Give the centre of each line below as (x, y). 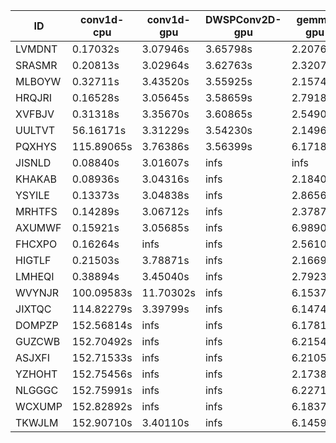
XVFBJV (35, 114)
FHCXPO (36, 244)
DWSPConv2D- (243, 19)
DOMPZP (37, 325)
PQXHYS (36, 146)
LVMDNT (36, 49)
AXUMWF (38, 227)
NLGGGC (37, 390)
